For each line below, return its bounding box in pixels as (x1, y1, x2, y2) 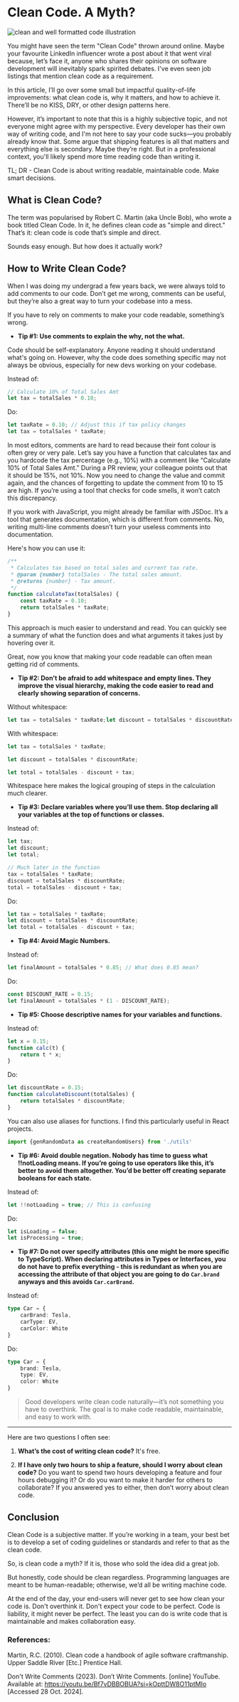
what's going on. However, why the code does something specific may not (7, 353, 226, 361)
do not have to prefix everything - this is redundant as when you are (17, 1262, 223, 1271)
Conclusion (7, 1511, 60, 1523)
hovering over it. (7, 638, 55, 647)
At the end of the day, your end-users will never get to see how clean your (7, 1594, 225, 1602)
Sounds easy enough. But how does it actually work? (7, 242, 163, 250)
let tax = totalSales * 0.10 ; (7, 395, 97, 402)
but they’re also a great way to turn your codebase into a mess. (7, 297, 193, 305)
